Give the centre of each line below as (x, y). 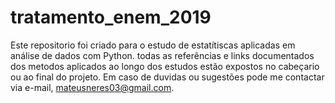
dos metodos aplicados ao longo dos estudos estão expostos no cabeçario (165, 66)
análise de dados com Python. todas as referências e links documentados (162, 55)
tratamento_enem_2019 (111, 17)
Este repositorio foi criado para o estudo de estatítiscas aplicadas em (153, 45)
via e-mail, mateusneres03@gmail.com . (92, 87)
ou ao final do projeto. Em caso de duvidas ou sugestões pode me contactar (167, 77)
